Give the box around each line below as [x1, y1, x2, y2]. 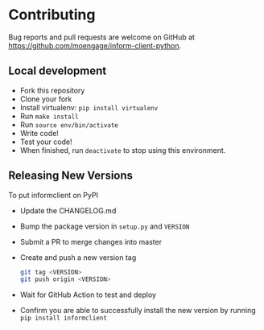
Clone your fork [19, 94, 72, 104]
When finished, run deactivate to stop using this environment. [19, 145, 226, 155]
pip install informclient [19, 314, 107, 323]
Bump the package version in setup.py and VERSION [19, 221, 190, 231]
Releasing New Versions [8, 169, 134, 183]
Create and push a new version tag [19, 252, 137, 262]
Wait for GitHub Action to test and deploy [19, 290, 157, 299]
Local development [8, 64, 107, 78]
